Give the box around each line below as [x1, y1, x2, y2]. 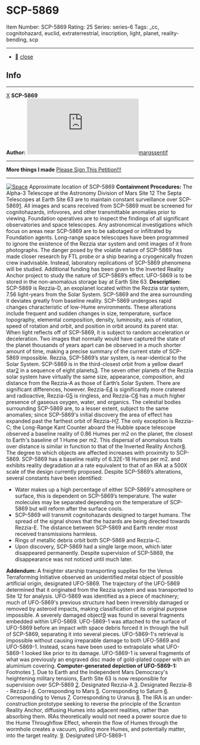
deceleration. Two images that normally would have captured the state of [6, 335, 186, 342]
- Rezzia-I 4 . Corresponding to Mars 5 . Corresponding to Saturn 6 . [6, 687, 169, 694]
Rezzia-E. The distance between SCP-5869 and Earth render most [14, 524, 178, 531]
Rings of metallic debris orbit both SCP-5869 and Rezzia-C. [14, 536, 161, 544]
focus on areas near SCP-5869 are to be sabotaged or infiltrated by [6, 227, 172, 234]
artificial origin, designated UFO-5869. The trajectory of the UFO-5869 [6, 579, 180, 587]
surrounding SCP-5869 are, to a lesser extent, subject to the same [6, 405, 169, 412]
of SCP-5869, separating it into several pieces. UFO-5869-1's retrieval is [6, 630, 184, 638]
